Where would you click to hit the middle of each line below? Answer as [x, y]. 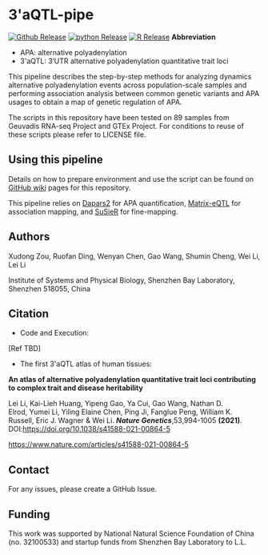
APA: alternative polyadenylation [74, 52]
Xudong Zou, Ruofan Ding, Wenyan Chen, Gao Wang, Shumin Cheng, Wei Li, [134, 256]
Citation [29, 314]
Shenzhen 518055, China [49, 288]
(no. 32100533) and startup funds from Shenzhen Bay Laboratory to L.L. [128, 542]
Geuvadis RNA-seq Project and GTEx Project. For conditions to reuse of [126, 126]
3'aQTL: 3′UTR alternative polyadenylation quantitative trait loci [124, 61]
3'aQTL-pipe [51, 15]
